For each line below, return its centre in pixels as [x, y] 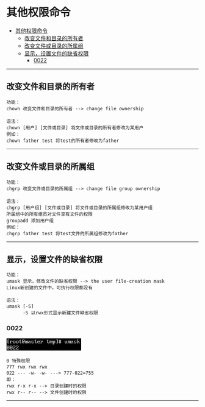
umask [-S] [20, 306]
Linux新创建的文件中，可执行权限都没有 [50, 288]
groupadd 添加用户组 [30, 221]
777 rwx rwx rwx [27, 367]
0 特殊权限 [18, 361]
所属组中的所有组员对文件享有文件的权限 [49, 214]
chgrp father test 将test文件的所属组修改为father [67, 233]
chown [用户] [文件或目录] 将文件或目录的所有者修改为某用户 [75, 128]
